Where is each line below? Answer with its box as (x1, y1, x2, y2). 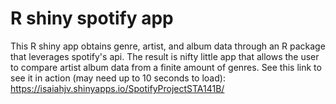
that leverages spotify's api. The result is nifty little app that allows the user (10, 50, 320, 62)
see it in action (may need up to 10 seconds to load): (10, 72, 226, 84)
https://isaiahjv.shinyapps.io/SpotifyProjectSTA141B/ (10, 82, 225, 94)
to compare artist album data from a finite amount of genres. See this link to (10, 61, 322, 73)
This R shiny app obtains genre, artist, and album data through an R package (10, 40, 326, 52)
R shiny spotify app (10, 7, 174, 30)
